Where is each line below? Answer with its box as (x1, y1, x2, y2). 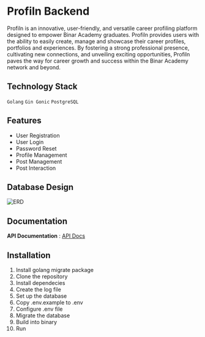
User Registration (15, 132, 60, 139)
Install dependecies (15, 279, 65, 286)
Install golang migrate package (15, 267, 94, 273)
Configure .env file (15, 305, 63, 312)
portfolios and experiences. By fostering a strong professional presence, (7, 44, 190, 51)
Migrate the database (15, 312, 70, 319)
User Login (15, 138, 44, 145)
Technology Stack (7, 81, 78, 92)
